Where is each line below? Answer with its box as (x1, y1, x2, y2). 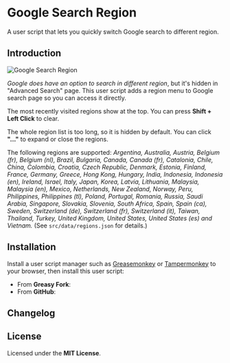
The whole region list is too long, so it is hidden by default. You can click (7, 127, 211, 135)
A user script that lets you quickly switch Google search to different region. (7, 27, 220, 36)
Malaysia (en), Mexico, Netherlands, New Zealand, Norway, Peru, (7, 184, 194, 193)
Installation (7, 241, 56, 253)
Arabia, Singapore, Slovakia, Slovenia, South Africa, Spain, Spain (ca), (7, 199, 207, 208)
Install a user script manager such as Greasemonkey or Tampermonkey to (7, 259, 216, 267)
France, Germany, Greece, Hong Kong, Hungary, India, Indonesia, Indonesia (7, 170, 223, 178)
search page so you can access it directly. (7, 93, 127, 102)
